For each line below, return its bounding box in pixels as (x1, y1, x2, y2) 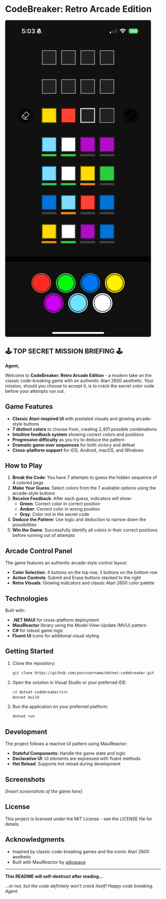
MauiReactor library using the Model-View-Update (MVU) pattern (12, 622, 147, 628)
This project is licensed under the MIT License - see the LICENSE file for (5, 815, 152, 822)
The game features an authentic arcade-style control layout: (5, 560, 127, 566)
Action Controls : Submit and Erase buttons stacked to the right (12, 575, 141, 581)
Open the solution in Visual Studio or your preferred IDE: (12, 679, 127, 685)
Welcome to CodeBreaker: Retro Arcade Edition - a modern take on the (5, 372, 152, 378)
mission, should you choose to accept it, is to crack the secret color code (5, 382, 155, 389)
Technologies (5, 594, 48, 603)
